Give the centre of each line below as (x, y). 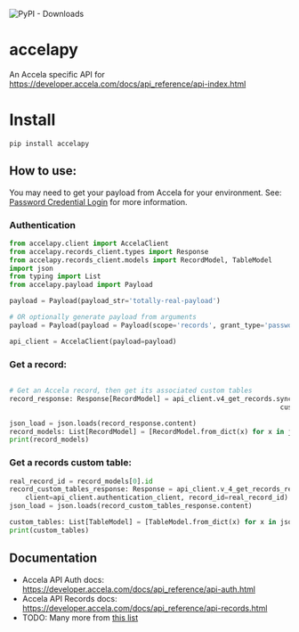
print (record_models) (49, 440)
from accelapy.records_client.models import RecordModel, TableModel (141, 260)
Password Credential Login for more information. (99, 201)
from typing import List (55, 276)
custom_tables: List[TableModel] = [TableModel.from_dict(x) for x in (143, 522)
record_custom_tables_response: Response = (91, 489)
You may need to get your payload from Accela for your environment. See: (145, 193)
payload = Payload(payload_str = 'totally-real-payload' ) (115, 301)
